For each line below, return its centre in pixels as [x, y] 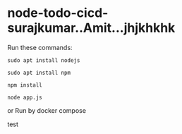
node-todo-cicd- [58, 13]
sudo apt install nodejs [44, 60]
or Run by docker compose [47, 110]
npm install [25, 85]
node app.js [25, 97]
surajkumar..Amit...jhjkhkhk [91, 28]
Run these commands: [40, 47]
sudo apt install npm [39, 73]
